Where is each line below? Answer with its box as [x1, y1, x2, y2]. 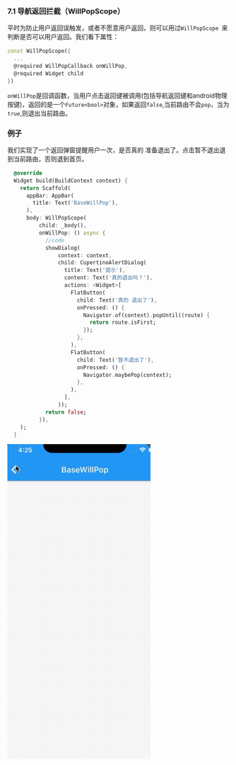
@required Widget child [13, 69, 83, 77]
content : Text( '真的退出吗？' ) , [64, 274, 153, 281]
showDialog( [45, 244, 81, 251]
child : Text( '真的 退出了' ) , [76, 296, 158, 304]
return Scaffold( [20, 184, 71, 192]
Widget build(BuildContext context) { [13, 177, 129, 184]
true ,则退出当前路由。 [7, 108, 72, 118]
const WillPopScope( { [7, 47, 71, 55]
